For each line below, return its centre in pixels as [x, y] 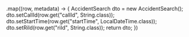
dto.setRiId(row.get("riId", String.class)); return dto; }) [72, 27]
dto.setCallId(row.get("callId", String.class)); [61, 15]
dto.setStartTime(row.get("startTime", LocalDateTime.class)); [82, 21]
